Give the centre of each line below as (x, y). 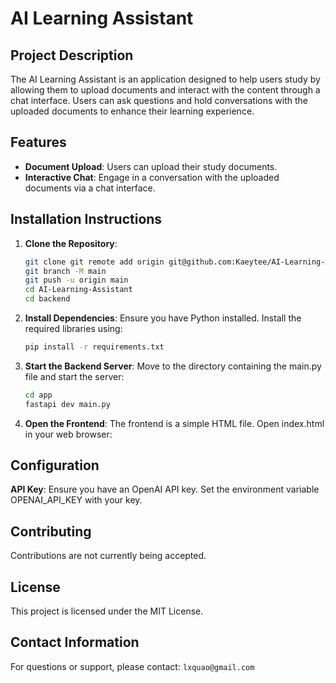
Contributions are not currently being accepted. (108, 556)
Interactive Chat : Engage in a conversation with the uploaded (152, 177)
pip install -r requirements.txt (94, 347)
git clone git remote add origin (94, 262)
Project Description (72, 55)
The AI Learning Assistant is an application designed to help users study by (165, 79)
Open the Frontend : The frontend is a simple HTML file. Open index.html (174, 423)
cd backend (47, 299)
